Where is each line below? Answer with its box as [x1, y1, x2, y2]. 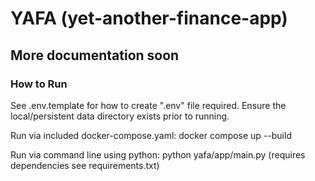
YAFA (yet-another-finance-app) [10, 7, 288, 30]
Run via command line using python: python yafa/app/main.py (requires [10, 148, 306, 161]
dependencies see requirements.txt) [10, 159, 160, 171]
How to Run [10, 77, 68, 91]
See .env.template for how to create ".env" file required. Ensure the [10, 99, 287, 111]
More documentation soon [10, 47, 180, 64]
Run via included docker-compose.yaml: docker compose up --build [10, 129, 292, 141]
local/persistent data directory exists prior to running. [10, 110, 230, 122]
